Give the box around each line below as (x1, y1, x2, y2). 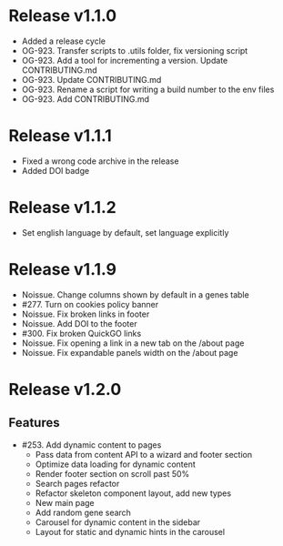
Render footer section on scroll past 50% (35, 468, 190, 479)
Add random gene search (35, 507, 131, 518)
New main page (35, 497, 95, 508)
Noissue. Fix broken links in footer (21, 308, 150, 319)
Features (8, 415, 60, 430)
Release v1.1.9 (8, 259, 117, 279)
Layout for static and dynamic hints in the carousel (35, 526, 225, 537)
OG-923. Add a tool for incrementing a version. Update (21, 55, 228, 66)
